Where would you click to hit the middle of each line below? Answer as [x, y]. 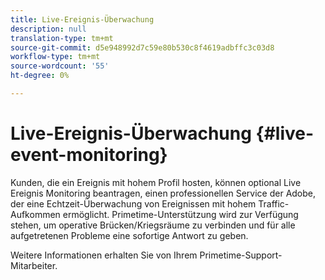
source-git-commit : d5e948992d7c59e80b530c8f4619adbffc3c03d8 [142, 47]
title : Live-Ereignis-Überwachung [82, 19]
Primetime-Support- [241, 255]
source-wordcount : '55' [60, 66]
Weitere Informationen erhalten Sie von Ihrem [104, 255]
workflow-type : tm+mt [55, 57]
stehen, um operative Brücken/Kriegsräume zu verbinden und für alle [153, 225]
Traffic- [274, 203]
